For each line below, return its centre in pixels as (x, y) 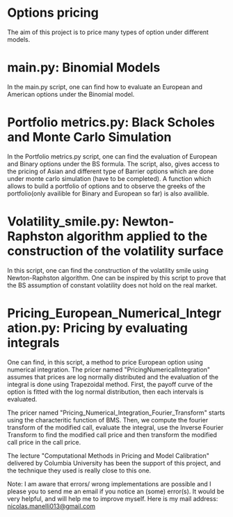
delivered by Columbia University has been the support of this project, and (114, 463)
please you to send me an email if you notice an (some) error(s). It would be (116, 491)
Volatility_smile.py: (63, 221)
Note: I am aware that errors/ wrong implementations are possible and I (109, 484)
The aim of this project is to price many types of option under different (108, 32)
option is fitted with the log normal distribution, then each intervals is (105, 392)
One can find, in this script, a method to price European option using (105, 362)
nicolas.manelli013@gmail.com (51, 506)
